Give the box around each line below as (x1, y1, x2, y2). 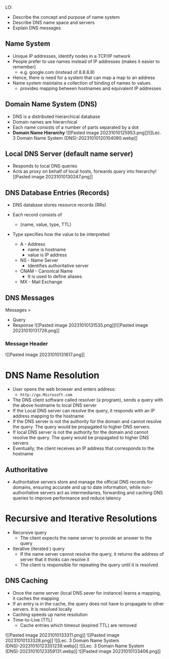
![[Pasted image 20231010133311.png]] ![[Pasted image (5, 632, 120, 638)
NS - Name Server (20, 257, 59, 263)
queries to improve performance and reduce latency (12, 495, 121, 501)
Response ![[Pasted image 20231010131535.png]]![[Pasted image (12, 322, 148, 328)
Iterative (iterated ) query (12, 546, 65, 552)
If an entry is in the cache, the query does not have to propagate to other (12, 600, 164, 607)
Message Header (5, 340, 48, 347)
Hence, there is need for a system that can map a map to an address (12, 74, 155, 81)
